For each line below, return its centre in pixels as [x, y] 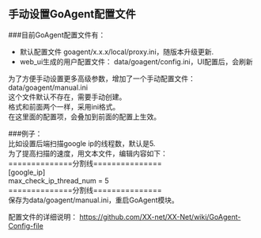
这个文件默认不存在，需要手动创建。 [67, 97]
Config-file [26, 225]
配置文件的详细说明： [43, 217]
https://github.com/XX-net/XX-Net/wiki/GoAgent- [160, 217]
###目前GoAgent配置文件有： [57, 35]
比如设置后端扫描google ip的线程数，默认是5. [82, 143]
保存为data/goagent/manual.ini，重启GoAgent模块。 [94, 200]
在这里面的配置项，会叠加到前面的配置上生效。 [84, 117]
